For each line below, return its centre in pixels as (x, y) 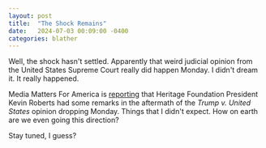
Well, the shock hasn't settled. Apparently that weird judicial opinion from (131, 61)
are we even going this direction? (64, 120)
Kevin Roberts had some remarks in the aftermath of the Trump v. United (130, 103)
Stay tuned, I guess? (43, 136)
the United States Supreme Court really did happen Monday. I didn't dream (133, 70)
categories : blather (43, 38)
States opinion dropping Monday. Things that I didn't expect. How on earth (133, 112)
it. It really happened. (44, 78)
